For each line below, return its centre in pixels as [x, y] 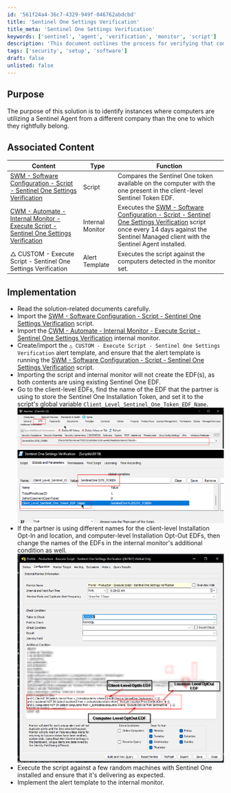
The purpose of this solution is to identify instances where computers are [111, 111]
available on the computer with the [167, 184]
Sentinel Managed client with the [164, 237]
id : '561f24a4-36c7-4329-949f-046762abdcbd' [72, 14]
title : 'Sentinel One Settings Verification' [73, 22]
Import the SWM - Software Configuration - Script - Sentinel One [109, 316]
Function [169, 166]
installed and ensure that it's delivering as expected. [91, 775]
